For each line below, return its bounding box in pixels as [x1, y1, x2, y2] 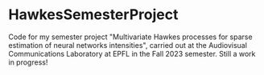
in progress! [8, 57, 48, 67]
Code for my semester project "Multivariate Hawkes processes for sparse [8, 32, 253, 41]
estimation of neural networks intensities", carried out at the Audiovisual [8, 40, 248, 49]
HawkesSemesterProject [8, 6, 179, 24]
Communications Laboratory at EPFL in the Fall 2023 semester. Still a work [8, 49, 256, 58]
